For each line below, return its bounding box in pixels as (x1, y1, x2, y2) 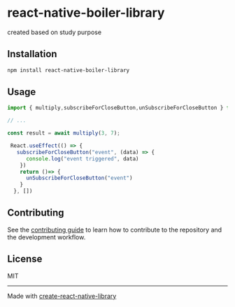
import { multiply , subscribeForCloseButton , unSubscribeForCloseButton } (7, 105, 224, 112)
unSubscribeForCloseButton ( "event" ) (25, 174, 133, 182)
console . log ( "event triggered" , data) (25, 155, 139, 162)
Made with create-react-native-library (7, 292, 117, 300)
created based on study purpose (7, 28, 102, 36)
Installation (7, 48, 57, 60)
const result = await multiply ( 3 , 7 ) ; (7, 130, 120, 137)
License (7, 253, 43, 265)
